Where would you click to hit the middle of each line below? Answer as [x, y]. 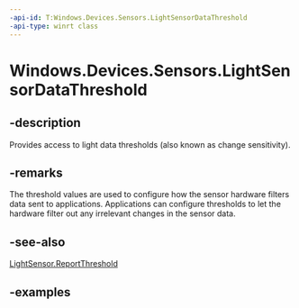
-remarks [36, 172]
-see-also [37, 242]
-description [45, 123]
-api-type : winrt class [54, 26]
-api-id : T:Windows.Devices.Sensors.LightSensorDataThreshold [128, 18]
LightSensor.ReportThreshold [64, 264]
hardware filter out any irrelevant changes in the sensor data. [122, 213]
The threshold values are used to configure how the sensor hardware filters [149, 195]
